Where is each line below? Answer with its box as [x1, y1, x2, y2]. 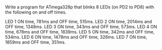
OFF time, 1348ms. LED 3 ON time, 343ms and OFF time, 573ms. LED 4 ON [5, 24, 157, 30]
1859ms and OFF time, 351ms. [5, 39, 66, 45]
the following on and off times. [5, 9, 67, 15]
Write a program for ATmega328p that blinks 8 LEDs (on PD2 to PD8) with [5, 4, 155, 10]
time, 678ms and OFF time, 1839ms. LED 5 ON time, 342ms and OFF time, [5, 29, 155, 34]
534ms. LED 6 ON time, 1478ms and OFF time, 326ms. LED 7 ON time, [5, 34, 147, 40]
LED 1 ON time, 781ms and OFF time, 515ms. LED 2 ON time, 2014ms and [5, 19, 152, 24]
